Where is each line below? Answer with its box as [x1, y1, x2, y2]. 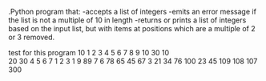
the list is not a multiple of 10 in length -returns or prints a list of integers [8, 15, 247, 25]
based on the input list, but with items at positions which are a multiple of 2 [8, 24, 256, 33]
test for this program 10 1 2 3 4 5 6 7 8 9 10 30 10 [8, 48, 170, 57]
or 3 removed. [8, 32, 55, 42]
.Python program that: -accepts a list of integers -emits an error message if [8, 7, 256, 16]
